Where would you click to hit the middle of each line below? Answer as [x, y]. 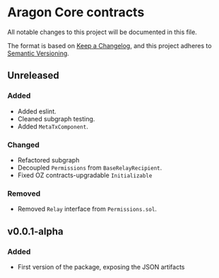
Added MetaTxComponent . [53, 126]
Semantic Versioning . [38, 53]
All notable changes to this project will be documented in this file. [102, 32]
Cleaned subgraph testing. [56, 118]
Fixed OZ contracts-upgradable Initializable [85, 175]
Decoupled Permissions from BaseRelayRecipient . [90, 167]
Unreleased [34, 76]
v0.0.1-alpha [35, 231]
